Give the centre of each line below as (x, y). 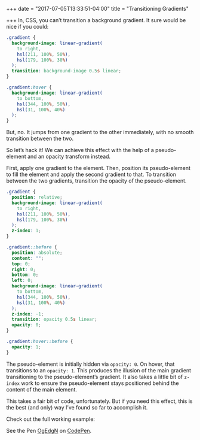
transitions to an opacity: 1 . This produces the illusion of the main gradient (99, 370)
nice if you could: (27, 27)
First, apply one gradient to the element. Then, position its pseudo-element (99, 168)
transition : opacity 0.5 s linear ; (54, 320)
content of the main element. (42, 389)
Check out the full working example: (51, 419)
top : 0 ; (21, 264)
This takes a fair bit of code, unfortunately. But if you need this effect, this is (99, 401)
